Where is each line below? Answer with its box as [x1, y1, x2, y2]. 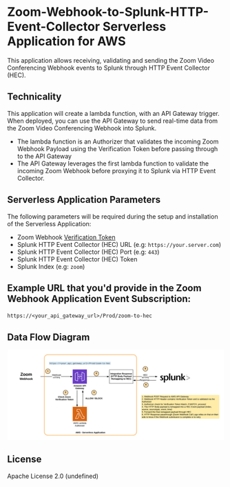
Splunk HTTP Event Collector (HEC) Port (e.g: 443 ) [17, 248, 160, 256]
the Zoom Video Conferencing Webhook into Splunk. [7, 123, 157, 132]
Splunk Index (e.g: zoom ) [17, 262, 85, 270]
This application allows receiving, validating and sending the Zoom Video [7, 56, 215, 64]
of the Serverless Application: [7, 219, 92, 228]
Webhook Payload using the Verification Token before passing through [17, 144, 218, 152]
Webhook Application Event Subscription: [7, 292, 191, 304]
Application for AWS [7, 34, 126, 49]
